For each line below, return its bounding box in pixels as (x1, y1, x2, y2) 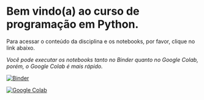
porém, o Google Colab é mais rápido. (6, 63, 103, 70)
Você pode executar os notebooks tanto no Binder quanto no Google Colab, (6, 56, 198, 63)
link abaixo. (6, 44, 36, 52)
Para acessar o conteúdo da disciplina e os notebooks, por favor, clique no (6, 37, 195, 45)
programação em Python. (6, 17, 139, 31)
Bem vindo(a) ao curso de (6, 4, 140, 18)
